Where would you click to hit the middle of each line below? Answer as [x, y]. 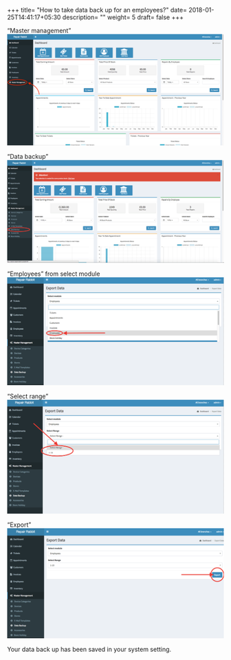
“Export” [19, 525]
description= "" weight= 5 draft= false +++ [123, 17]
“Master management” [39, 31]
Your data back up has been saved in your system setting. [89, 650]
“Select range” [28, 396]
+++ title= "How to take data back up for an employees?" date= [97, 10]
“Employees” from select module [54, 274]
